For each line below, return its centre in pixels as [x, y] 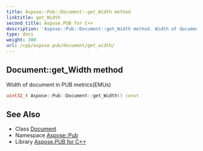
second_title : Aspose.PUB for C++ [50, 23]
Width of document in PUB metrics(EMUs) [59, 85]
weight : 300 [21, 40]
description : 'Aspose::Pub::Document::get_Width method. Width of [92, 29]
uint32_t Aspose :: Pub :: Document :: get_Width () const [72, 95]
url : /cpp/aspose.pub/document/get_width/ [60, 46]
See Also [23, 114]
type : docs [20, 34]
